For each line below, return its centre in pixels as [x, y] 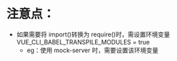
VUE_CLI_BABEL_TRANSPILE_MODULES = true [83, 42]
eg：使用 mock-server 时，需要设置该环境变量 [93, 50]
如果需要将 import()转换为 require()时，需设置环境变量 [93, 34]
